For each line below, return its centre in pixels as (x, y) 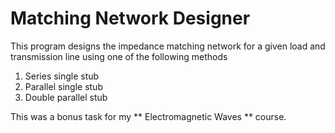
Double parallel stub (66, 97)
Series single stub (62, 76)
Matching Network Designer (130, 18)
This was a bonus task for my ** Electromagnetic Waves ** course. (148, 116)
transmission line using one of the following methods (119, 56)
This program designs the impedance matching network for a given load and (168, 46)
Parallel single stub (63, 86)
